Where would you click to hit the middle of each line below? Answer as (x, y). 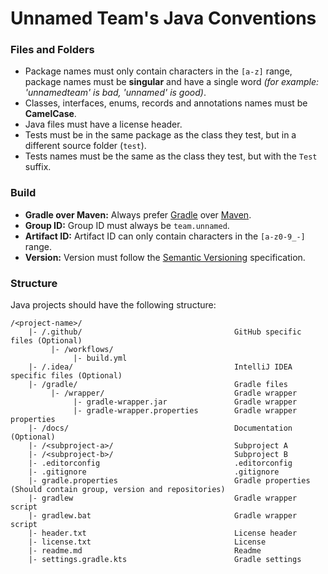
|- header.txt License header (163, 533)
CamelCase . (50, 114)
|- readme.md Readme (145, 551)
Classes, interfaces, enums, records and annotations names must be (166, 103)
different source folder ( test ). (85, 146)
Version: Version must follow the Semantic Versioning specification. (165, 257)
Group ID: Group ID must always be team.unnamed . (127, 225)
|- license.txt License (147, 542)
